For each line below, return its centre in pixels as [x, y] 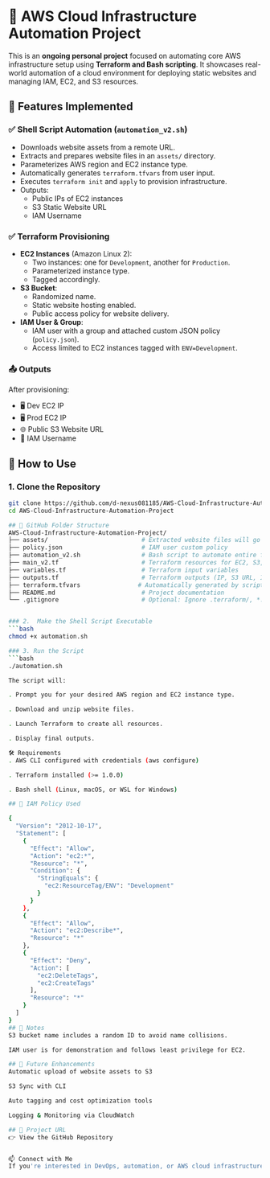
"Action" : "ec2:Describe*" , [77, 931]
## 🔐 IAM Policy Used [45, 804]
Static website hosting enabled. [84, 305]
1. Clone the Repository [54, 486]
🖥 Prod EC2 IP [43, 418]
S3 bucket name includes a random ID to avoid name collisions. [118, 1035]
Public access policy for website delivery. [100, 314]
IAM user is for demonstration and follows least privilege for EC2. [127, 1050]
